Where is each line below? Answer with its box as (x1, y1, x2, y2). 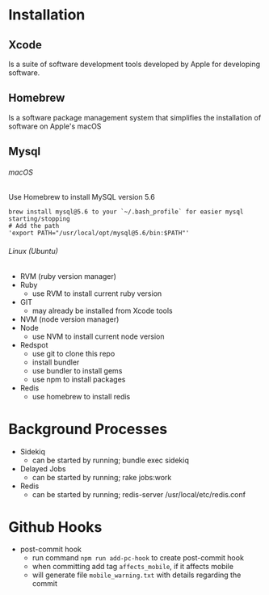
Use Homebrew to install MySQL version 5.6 (8, 192, 155, 202)
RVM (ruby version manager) (19, 271, 117, 281)
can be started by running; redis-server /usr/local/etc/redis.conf (32, 489, 246, 499)
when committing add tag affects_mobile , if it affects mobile (32, 562, 234, 572)
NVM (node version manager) (19, 314, 120, 324)
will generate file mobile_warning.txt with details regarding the (32, 570, 242, 580)
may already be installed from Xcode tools (32, 306, 173, 315)
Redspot (19, 340, 48, 349)
